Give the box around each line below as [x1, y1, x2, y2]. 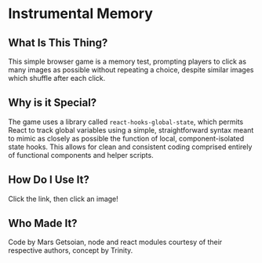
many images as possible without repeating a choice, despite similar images [8, 65, 254, 75]
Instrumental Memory [8, 5, 153, 23]
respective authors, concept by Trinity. [8, 246, 133, 255]
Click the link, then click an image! [8, 194, 119, 203]
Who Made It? [8, 217, 78, 230]
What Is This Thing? [8, 36, 108, 49]
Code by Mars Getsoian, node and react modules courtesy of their [8, 237, 223, 247]
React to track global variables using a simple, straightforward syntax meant [8, 125, 254, 134]
